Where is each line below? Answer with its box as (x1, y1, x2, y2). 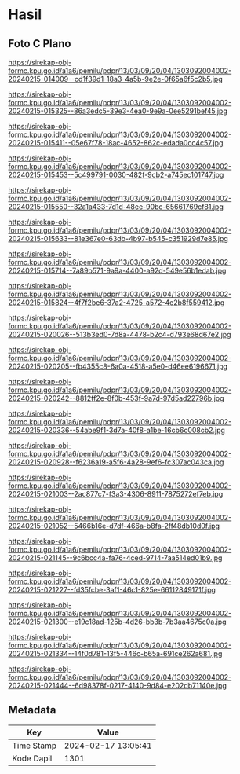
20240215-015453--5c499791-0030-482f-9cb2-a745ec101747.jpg (8, 171, 224, 179)
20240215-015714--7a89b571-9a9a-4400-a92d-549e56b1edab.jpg (8, 266, 227, 275)
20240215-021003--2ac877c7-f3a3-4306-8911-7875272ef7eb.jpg (8, 490, 224, 498)
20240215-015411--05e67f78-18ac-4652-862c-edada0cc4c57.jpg (8, 138, 224, 147)
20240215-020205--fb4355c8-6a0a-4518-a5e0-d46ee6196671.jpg (8, 361, 228, 371)
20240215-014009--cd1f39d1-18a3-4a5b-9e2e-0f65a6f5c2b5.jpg (8, 75, 223, 83)
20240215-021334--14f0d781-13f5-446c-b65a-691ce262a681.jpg (8, 649, 223, 658)
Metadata (8, 703, 56, 717)
